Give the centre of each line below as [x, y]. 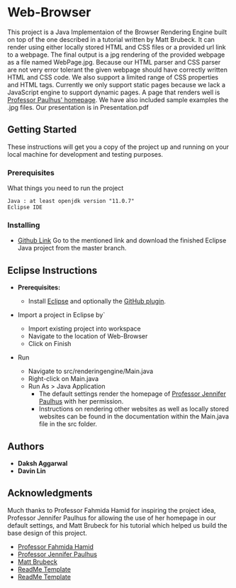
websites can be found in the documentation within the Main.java [134, 416]
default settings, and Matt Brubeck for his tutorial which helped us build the [117, 525]
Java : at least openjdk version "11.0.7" [71, 201]
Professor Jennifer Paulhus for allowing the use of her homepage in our [112, 518]
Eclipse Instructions [52, 270]
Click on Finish [50, 344]
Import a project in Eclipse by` [61, 315]
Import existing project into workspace [85, 329]
